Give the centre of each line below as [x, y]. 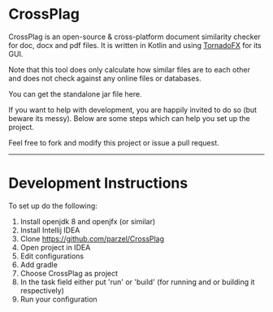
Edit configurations [52, 256]
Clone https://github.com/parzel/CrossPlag [92, 238]
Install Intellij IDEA [50, 230]
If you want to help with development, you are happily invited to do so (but [133, 110]
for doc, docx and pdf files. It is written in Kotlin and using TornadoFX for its [135, 45]
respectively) [42, 290]
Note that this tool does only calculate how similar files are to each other [129, 69]
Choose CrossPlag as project [69, 273]
